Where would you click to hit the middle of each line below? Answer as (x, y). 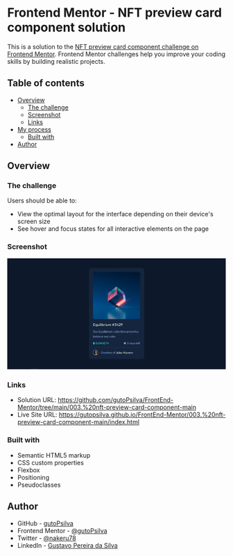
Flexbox (28, 470)
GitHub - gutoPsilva (45, 523)
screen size (34, 221)
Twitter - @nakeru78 (46, 538)
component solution (67, 27)
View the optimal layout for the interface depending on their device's (115, 214)
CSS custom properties (51, 462)
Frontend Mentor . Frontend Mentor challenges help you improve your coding (116, 54)
